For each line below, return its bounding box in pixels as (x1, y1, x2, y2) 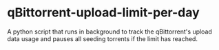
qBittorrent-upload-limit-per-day (7, 5, 200, 21)
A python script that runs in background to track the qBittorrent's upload (7, 27, 212, 36)
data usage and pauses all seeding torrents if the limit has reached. (7, 34, 198, 42)
